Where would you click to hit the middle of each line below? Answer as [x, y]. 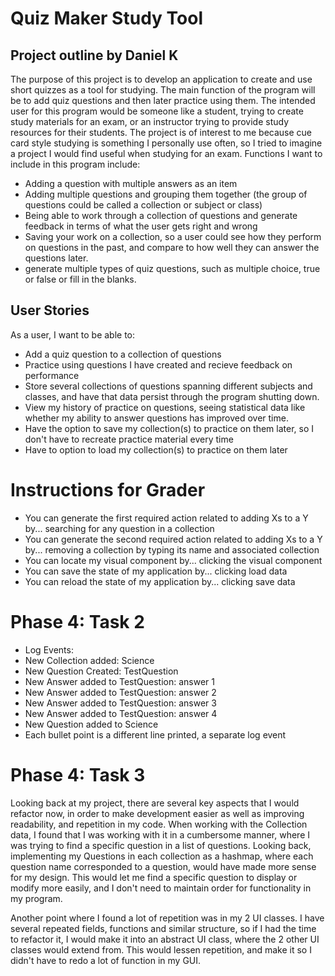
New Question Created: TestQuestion [101, 671]
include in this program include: [75, 164]
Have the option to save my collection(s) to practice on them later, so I [169, 428]
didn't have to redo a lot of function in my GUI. [106, 960]
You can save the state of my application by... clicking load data [156, 571]
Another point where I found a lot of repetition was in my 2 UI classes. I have [167, 918]
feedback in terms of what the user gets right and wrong [141, 226]
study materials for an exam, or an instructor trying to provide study [150, 121]
